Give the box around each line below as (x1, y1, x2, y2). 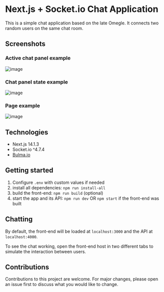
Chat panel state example (5, 78, 68, 85)
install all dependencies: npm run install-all (12, 184, 106, 190)
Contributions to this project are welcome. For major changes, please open (5, 276, 159, 282)
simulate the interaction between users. (5, 248, 86, 255)
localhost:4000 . (5, 233, 38, 240)
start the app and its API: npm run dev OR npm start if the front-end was (12, 195, 160, 201)
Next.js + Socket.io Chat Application (5, 3, 159, 15)
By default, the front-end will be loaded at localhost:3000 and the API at (5, 228, 153, 234)
